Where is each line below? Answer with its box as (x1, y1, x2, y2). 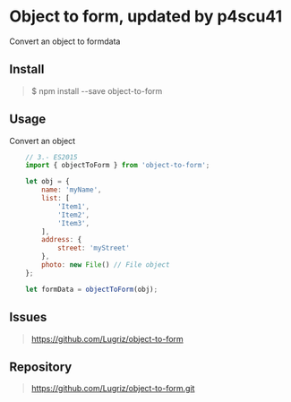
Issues (9, 310, 47, 325)
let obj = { (25, 177, 70, 186)
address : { (41, 235, 82, 244)
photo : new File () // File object (41, 261, 170, 269)
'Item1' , (56, 201, 90, 211)
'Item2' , (56, 210, 90, 219)
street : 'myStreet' (56, 244, 130, 252)
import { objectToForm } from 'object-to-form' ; (25, 161, 210, 170)
